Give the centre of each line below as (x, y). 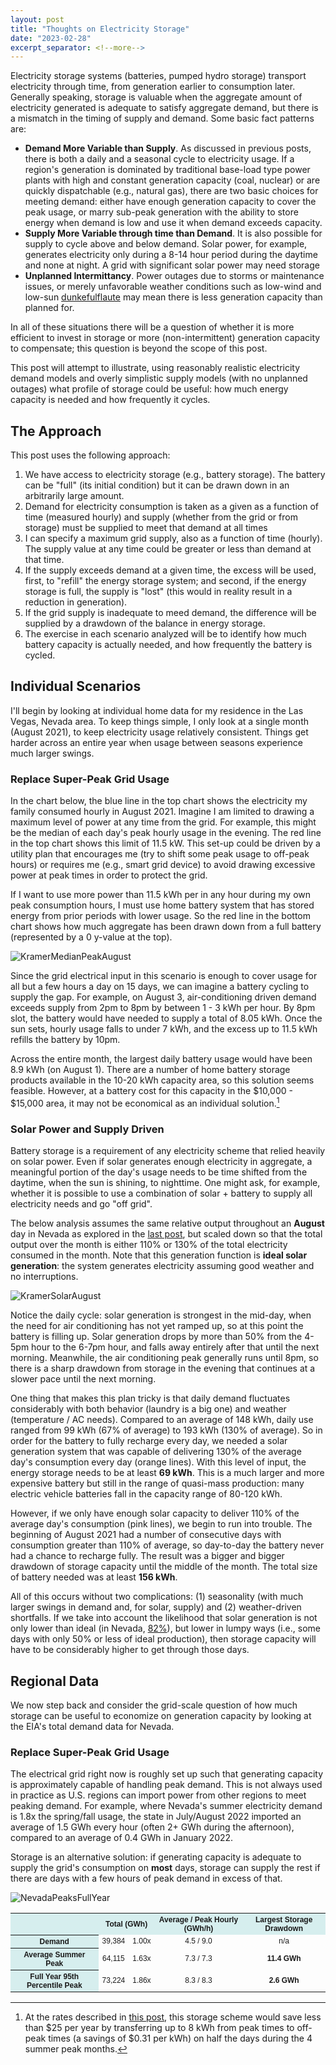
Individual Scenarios (76, 686)
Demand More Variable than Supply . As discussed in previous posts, (168, 148)
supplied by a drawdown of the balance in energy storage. (145, 623)
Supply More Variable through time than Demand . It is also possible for (173, 233)
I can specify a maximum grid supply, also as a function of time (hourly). (173, 538)
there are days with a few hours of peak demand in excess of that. (146, 1878)
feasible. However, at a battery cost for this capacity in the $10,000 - (151, 1091)
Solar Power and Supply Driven (87, 1129)
